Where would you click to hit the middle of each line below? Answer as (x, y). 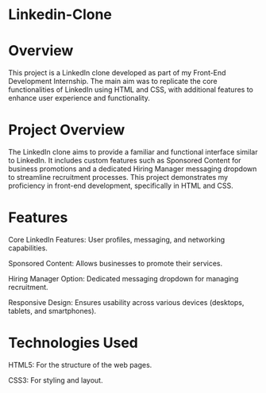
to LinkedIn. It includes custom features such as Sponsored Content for (125, 161)
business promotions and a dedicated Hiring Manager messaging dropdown (133, 169)
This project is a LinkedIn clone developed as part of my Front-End (117, 73)
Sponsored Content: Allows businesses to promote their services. (116, 263)
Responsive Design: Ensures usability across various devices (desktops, (126, 302)
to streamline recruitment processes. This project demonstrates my (118, 177)
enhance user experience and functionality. (79, 98)
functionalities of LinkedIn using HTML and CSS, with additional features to (131, 90)
